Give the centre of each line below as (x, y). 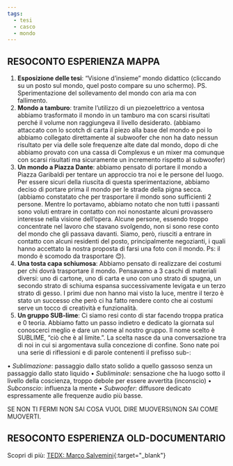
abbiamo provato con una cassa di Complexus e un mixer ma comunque (121, 152)
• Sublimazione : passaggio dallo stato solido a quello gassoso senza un (110, 366)
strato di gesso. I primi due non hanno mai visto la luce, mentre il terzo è (120, 293)
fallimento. (32, 100)
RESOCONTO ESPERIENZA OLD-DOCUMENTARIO (116, 438)
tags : (15, 14)
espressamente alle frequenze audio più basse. (75, 396)
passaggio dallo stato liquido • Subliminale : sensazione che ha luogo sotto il (116, 373)
